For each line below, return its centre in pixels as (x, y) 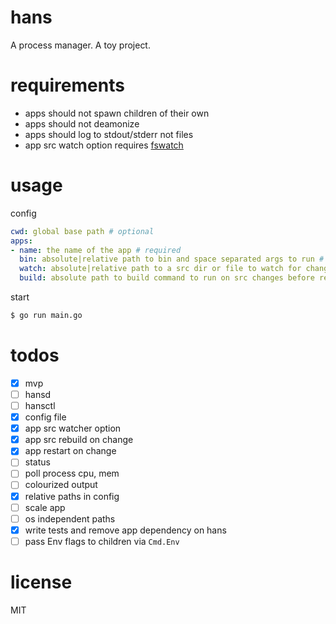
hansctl (40, 405)
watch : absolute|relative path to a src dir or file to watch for (160, 269)
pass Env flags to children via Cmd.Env (102, 541)
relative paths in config (72, 496)
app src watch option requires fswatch (104, 145)
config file (45, 417)
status (37, 462)
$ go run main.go (46, 316)
